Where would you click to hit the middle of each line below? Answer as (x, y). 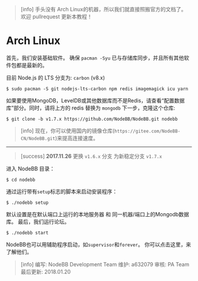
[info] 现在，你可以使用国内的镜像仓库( (67, 130)
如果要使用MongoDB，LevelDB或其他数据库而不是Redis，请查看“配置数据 (95, 100)
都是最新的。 (32, 65)
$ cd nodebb (21, 180)
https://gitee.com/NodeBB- (147, 131)
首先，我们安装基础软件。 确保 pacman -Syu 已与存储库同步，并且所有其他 (95, 58)
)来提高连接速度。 (77, 138)
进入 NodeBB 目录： (30, 168)
